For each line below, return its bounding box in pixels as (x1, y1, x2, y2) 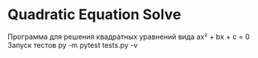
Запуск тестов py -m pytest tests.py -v (7, 40, 138, 49)
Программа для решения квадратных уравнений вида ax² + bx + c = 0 (7, 32, 250, 41)
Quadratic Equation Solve (7, 6, 182, 24)
